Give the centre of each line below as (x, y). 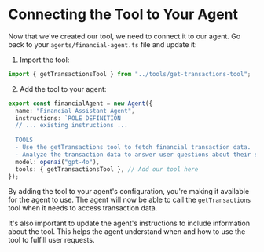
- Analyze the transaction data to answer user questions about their (133, 155)
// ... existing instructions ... (71, 126)
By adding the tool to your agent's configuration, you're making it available (129, 192)
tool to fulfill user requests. (51, 240)
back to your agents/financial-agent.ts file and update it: (103, 44)
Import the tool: (44, 60)
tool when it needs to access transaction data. (83, 208)
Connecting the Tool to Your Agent (123, 15)
